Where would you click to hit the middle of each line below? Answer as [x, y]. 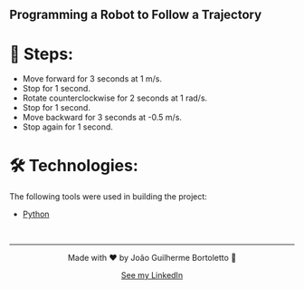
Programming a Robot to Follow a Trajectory [136, 15]
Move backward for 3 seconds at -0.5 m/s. [102, 118]
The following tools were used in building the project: [109, 197]
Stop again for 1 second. [67, 127]
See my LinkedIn [152, 275]
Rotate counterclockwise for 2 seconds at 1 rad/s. [115, 98]
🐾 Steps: [42, 54]
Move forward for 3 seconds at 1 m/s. [92, 79]
